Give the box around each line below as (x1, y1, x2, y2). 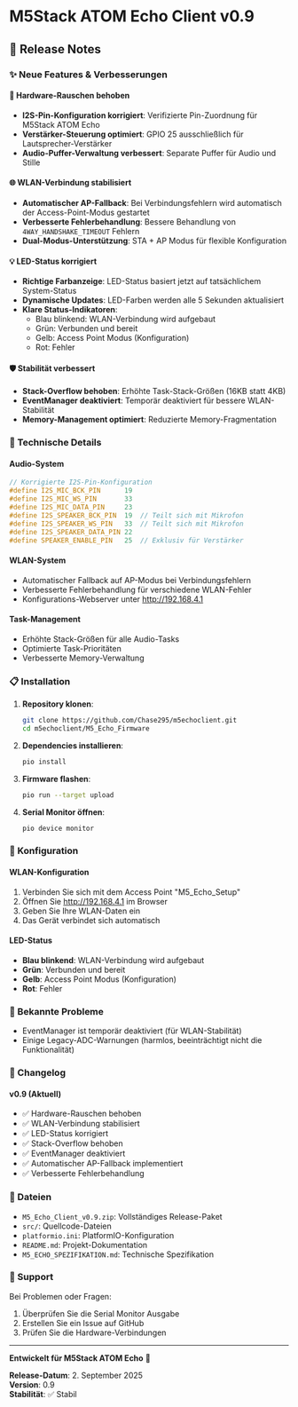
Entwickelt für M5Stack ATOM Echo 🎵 (9, 1352, 151, 1364)
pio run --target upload (21, 790, 114, 800)
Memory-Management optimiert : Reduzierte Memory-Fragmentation (21, 415, 277, 425)
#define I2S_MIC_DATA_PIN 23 (9, 503, 133, 512)
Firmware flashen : (21, 773, 91, 784)
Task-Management (9, 614, 82, 625)
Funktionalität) (21, 1045, 75, 1055)
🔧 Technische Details (9, 437, 102, 449)
